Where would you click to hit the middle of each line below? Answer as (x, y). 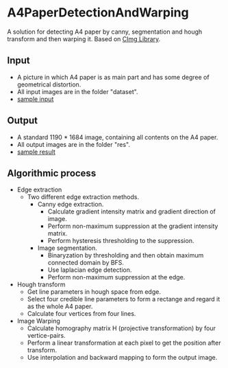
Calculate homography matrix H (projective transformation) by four (122, 328)
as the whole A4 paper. (60, 306)
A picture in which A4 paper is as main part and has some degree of (113, 77)
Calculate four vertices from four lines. (81, 314)
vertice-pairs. (47, 336)
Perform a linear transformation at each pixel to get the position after (124, 343)
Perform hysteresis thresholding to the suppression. (121, 241)
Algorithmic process (52, 173)
